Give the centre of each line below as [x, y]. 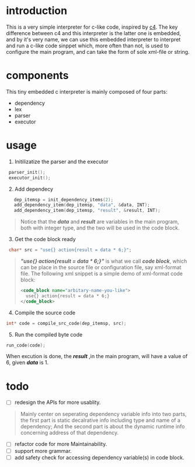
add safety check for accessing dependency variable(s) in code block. [99, 457]
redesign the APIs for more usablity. [58, 403]
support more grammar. [43, 451]
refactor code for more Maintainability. [61, 444]
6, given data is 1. [27, 363]
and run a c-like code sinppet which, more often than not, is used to [88, 46]
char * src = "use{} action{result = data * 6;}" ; [70, 250]
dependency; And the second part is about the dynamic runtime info [102, 427]
